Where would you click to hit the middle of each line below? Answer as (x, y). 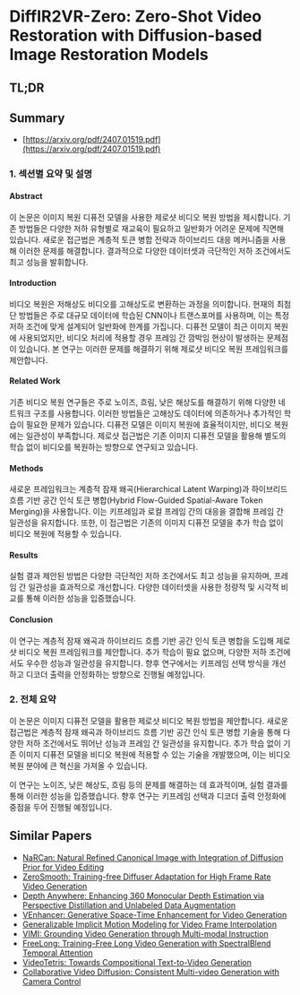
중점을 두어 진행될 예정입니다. (61, 807)
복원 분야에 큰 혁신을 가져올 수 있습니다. (78, 766)
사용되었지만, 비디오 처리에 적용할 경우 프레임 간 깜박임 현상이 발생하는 (141, 337)
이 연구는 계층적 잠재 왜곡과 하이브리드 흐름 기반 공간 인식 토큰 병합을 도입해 (142, 640)
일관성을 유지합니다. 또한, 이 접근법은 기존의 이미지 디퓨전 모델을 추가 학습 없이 (146, 523)
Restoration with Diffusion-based (136, 35)
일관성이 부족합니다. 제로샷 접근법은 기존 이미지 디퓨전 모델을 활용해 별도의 (156, 436)
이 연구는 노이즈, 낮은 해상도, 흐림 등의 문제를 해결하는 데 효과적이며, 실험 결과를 (149, 784)
